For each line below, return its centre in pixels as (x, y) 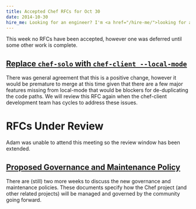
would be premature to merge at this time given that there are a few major (94, 84)
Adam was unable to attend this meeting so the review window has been (93, 143)
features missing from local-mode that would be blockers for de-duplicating (97, 90)
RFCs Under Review (55, 126)
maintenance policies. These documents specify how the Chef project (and (97, 187)
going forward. (24, 200)
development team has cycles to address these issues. (72, 102)
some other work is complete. (42, 45)
